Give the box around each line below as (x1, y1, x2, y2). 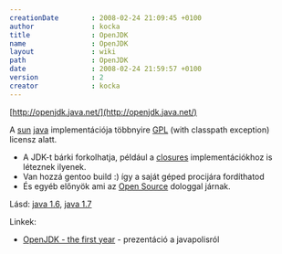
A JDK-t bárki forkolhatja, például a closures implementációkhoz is (22, 152, 273, 163)
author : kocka (9, 22, 120, 31)
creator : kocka (9, 81, 120, 90)
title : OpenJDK (9, 30, 129, 39)
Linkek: (9, 216, 37, 227)
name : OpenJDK (9, 38, 129, 48)
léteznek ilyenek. (22, 161, 87, 172)
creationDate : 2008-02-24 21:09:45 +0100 (9, 13, 203, 23)
